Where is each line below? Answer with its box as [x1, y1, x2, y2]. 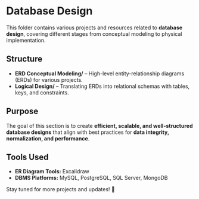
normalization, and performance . [6, 134, 90, 142]
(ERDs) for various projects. [14, 76, 83, 83]
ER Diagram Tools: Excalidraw [14, 168, 89, 175]
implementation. [6, 36, 46, 44]
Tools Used [6, 152, 49, 162]
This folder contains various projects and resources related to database [6, 24, 183, 31]
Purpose [6, 106, 39, 117]
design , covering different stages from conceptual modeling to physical [6, 30, 182, 37]
